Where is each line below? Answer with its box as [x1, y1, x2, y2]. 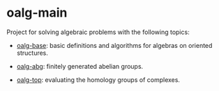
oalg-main [6, 5, 68, 21]
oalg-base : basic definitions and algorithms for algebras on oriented [16, 41, 213, 49]
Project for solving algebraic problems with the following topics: [6, 28, 190, 36]
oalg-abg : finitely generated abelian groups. [16, 62, 144, 70]
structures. [16, 49, 48, 57]
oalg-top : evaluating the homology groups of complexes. [16, 75, 181, 84]
